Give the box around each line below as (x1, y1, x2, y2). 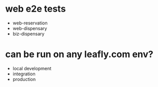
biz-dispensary (12, 31, 45, 37)
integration (12, 71, 36, 77)
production (12, 76, 36, 82)
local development (12, 65, 52, 71)
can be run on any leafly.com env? (5, 49, 153, 60)
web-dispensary (12, 25, 47, 31)
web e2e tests (5, 3, 66, 15)
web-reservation (12, 20, 48, 26)
